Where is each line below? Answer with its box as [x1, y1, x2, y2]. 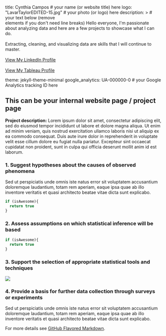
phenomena [5, 168, 35, 174]
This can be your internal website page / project [5, 97, 156, 105]
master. [5, 47, 21, 52]
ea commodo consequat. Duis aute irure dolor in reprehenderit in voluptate [5, 133, 158, 139]
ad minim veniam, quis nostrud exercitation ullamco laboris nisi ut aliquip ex [5, 128, 160, 134]
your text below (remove [5, 15, 55, 20]
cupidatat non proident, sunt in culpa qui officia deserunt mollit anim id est [5, 144, 157, 150]
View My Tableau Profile [5, 67, 55, 73]
